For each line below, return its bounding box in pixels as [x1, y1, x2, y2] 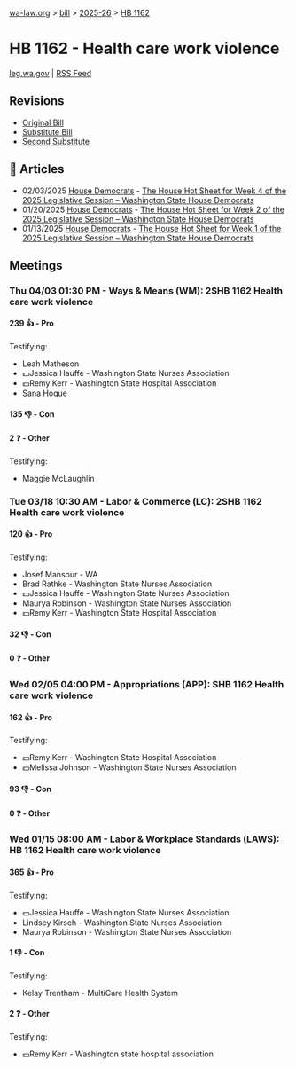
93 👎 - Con [9, 783, 51, 794]
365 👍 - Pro [9, 867, 55, 877]
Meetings [9, 257, 64, 273]
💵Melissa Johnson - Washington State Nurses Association [21, 762, 237, 773]
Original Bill [21, 117, 65, 128]
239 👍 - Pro [9, 318, 55, 329]
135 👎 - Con [9, 408, 55, 420]
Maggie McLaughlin [21, 473, 95, 483]
